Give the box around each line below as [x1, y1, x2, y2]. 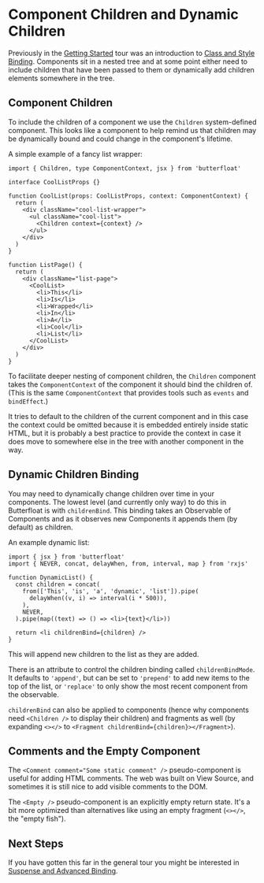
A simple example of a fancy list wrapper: [8, 149, 143, 158]
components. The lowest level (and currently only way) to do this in [8, 497, 227, 506]
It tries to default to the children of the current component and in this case [8, 411, 249, 421]
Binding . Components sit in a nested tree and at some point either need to [8, 57, 248, 66]
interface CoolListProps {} [8, 178, 101, 186]
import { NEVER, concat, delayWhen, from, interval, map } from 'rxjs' [8, 559, 248, 568]
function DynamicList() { [8, 573, 93, 581]
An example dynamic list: [8, 537, 90, 547]
